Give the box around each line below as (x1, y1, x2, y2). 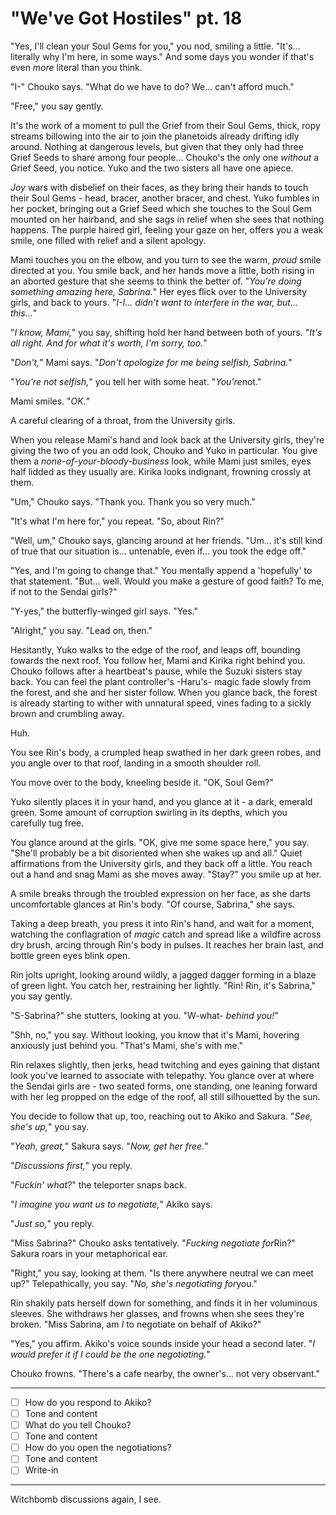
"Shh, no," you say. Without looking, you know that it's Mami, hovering (10, 1028, 300, 1041)
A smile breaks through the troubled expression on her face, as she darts (10, 887, 312, 899)
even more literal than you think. (10, 61, 143, 73)
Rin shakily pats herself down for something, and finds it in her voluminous (10, 1297, 318, 1309)
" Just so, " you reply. (10, 1217, 95, 1229)
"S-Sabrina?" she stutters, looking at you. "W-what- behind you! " (10, 1009, 279, 1021)
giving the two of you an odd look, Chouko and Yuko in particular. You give (10, 444, 318, 456)
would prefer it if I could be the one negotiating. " (10, 1348, 211, 1360)
